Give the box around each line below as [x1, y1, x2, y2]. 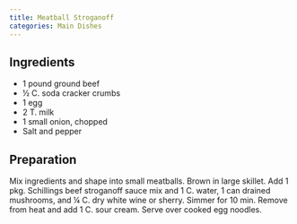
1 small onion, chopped [22, 116, 108, 127]
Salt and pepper [22, 126, 83, 137]
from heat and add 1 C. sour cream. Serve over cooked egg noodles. [9, 204, 263, 215]
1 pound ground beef [22, 78, 100, 90]
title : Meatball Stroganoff [9, 13, 115, 22]
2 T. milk [22, 107, 55, 117]
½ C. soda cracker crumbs [22, 88, 121, 99]
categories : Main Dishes [9, 22, 102, 30]
